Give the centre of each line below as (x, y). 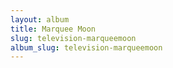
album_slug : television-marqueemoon (86, 47)
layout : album (40, 19)
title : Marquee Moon (53, 29)
